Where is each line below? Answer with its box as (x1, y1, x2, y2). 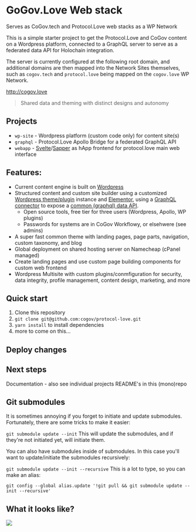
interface (14, 151, 37, 158)
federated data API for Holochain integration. (6, 46, 114, 53)
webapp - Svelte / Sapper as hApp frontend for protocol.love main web (14, 144, 180, 151)
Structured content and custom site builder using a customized (14, 189, 167, 196)
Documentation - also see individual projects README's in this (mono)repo (6, 380, 187, 387)
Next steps (6, 364, 47, 375)
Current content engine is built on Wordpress (14, 183, 124, 190)
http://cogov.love (6, 88, 48, 95)
